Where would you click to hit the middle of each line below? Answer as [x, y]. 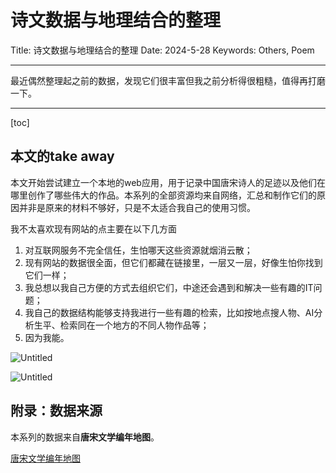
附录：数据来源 [56, 411]
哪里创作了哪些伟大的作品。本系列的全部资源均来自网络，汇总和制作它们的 [163, 195]
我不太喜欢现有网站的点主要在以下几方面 [93, 228]
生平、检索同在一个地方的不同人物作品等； [121, 325]
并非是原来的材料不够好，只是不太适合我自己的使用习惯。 [137, 207]
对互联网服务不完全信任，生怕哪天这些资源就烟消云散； [138, 250]
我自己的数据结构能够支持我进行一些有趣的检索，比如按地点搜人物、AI [169, 312]
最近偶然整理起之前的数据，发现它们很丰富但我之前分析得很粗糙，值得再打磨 [168, 80]
